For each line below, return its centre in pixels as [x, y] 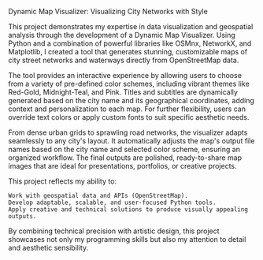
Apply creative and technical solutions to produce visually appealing [128, 210]
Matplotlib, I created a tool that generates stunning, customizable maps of [128, 52]
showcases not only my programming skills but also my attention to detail [127, 239]
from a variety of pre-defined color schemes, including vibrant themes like [129, 84]
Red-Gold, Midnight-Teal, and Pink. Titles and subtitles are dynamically [123, 92]
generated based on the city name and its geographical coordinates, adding [131, 100]
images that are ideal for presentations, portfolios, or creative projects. [123, 166]
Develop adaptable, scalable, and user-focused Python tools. [112, 202]
